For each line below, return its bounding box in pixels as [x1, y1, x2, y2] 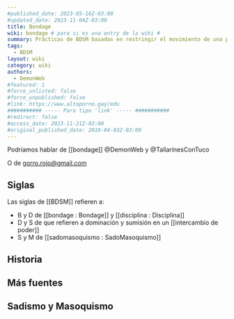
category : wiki [7, 62, 52, 69]
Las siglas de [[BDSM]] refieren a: [7, 197, 104, 206]
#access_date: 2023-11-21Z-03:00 [7, 120, 104, 127]
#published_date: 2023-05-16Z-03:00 [7, 10, 114, 17]
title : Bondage [7, 23, 52, 30]
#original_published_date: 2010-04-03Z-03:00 [7, 126, 141, 133]
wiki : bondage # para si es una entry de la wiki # [7, 29, 160, 37]
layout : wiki [7, 56, 45, 63]
